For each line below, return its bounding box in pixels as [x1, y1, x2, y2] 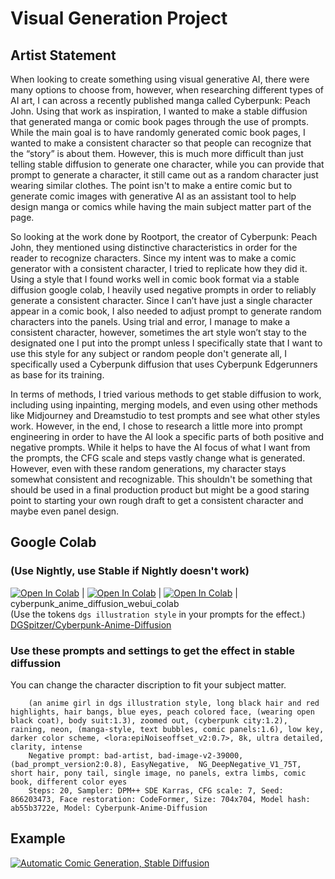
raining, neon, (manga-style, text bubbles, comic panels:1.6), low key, [10, 724, 325, 734]
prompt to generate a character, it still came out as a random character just [10, 169, 319, 181]
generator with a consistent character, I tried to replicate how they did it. [10, 263, 308, 274]
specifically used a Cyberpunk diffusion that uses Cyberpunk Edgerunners [10, 358, 318, 370]
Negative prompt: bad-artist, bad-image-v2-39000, [28, 750, 244, 761]
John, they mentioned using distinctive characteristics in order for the [10, 242, 298, 253]
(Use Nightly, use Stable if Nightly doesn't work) [10, 564, 250, 578]
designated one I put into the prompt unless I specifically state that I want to [10, 337, 323, 349]
